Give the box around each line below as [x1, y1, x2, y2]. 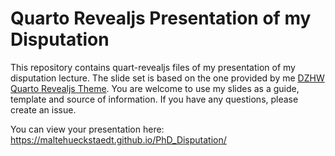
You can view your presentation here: [10, 123, 165, 135]
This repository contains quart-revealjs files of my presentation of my [10, 61, 296, 73]
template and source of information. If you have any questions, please [10, 93, 299, 105]
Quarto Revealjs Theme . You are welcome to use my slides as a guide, [10, 82, 300, 94]
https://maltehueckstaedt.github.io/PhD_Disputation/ [10, 133, 227, 146]
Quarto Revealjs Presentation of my [10, 7, 312, 30]
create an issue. [10, 103, 77, 116]
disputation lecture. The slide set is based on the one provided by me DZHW [10, 72, 325, 84]
